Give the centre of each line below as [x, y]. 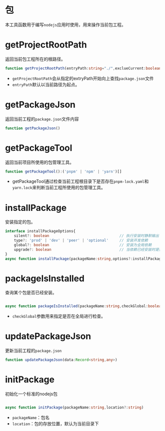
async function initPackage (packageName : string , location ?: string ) [74, 407]
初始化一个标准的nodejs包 [31, 394]
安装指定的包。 [20, 222]
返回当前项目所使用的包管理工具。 [40, 162]
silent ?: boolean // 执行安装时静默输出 [86, 236]
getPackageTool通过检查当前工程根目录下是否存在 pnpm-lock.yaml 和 [80, 181]
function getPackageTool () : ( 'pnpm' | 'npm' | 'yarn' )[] [63, 172]
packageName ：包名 [31, 417]
